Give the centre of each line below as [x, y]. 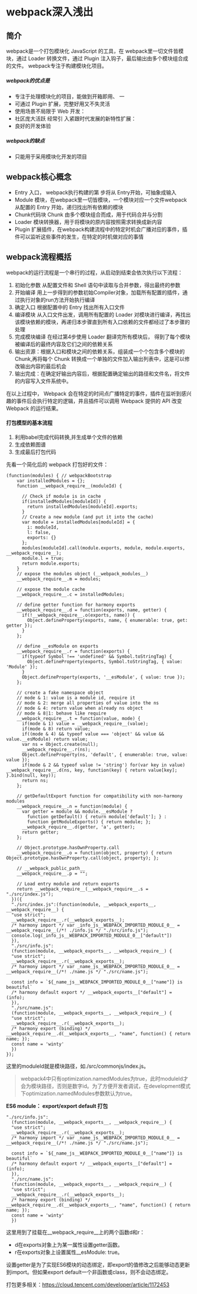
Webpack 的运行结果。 [34, 408]
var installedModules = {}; [51, 481]
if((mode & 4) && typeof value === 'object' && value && [93, 734]
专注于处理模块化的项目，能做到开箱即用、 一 [69, 96]
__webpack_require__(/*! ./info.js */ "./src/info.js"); [77, 930]
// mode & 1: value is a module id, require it [76, 697]
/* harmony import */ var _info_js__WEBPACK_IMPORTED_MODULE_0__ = [96, 925]
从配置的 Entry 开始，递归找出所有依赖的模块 [69, 207]
